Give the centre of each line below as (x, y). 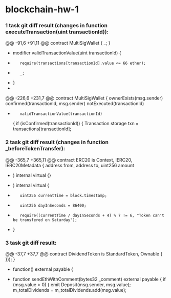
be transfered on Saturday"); (45, 220)
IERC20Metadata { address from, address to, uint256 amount (70, 165)
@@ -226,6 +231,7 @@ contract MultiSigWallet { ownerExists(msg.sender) (84, 98)
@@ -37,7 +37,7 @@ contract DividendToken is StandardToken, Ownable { (84, 254)
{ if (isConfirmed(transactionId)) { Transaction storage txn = (76, 124)
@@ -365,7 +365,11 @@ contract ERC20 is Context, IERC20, (69, 160)
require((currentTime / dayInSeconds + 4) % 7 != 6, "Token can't (92, 215)
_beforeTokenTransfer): (35, 149)
